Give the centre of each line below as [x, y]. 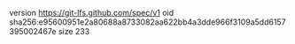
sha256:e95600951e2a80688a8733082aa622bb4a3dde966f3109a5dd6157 [147, 22]
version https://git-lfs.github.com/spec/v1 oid [92, 13]
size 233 [74, 31]
